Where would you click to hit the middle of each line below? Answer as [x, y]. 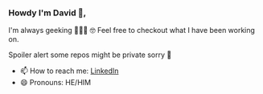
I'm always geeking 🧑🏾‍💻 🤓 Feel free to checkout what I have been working [132, 31]
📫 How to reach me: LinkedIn [69, 71]
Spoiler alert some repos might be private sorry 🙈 [90, 55]
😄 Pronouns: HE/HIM [55, 83]
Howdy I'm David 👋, [47, 13]
